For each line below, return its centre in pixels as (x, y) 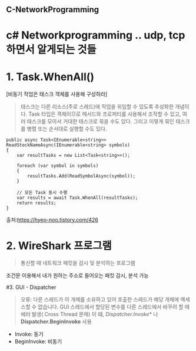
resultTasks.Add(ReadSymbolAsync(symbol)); (81, 176)
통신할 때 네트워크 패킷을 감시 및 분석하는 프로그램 (78, 263)
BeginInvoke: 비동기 (38, 342)
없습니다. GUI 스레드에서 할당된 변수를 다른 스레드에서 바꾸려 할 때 (114, 307)
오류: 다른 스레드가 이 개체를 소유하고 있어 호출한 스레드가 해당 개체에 (100, 300)
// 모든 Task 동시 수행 (42, 192)
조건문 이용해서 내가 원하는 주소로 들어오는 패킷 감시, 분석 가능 (77, 275)
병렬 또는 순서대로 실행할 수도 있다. (67, 129)
